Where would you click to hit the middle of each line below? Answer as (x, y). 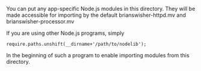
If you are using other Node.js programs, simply (65, 33)
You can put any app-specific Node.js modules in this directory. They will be (101, 9)
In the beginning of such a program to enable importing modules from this (98, 55)
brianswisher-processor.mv (40, 21)
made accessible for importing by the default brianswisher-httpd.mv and (96, 15)
